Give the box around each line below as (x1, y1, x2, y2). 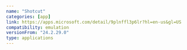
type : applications (6, 35, 54, 41)
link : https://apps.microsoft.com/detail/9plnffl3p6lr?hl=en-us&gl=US (6, 19, 182, 25)
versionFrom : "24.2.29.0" (6, 30, 69, 36)
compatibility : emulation (6, 24, 69, 30)
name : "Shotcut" (6, 8, 46, 14)
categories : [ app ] (6, 14, 51, 20)
